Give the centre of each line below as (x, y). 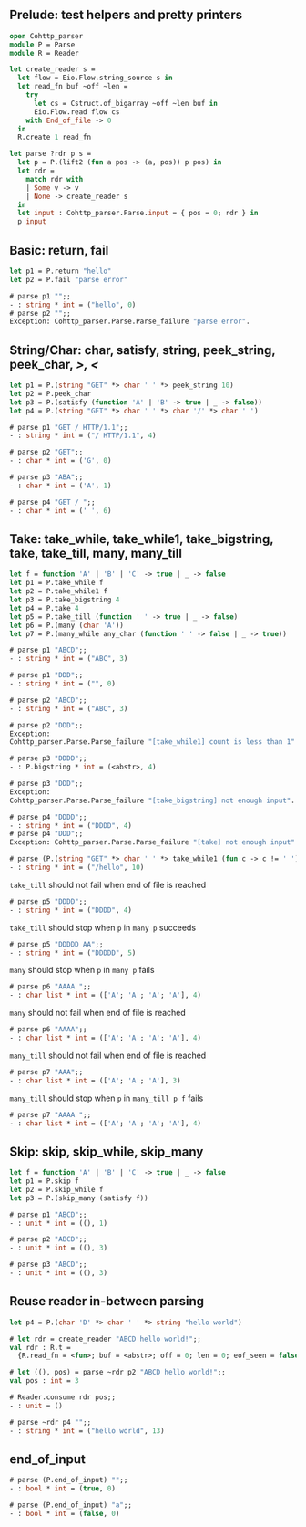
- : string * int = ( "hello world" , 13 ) (87, 1431)
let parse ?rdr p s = (51, 154)
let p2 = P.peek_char (51, 393)
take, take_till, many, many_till (96, 553)
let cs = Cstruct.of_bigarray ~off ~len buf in (126, 103)
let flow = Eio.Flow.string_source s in (95, 78)
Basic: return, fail (59, 250)
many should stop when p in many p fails (82, 970)
